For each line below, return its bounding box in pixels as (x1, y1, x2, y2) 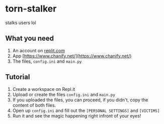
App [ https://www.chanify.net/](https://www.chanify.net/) (12, 53, 132, 59)
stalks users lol (5, 20, 36, 26)
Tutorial (5, 73, 30, 81)
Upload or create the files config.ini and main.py (12, 91, 116, 97)
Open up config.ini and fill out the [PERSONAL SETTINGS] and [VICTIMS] (12, 107, 160, 113)
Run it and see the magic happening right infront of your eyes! (12, 112, 141, 118)
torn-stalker (5, 3, 57, 15)
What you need (5, 34, 54, 43)
